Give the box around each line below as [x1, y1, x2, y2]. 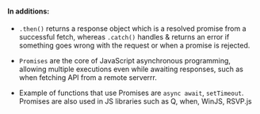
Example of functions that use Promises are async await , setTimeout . [18, 88, 244, 98]
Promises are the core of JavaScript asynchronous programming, [18, 56, 231, 66]
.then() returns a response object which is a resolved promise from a [18, 24, 247, 33]
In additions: [7, 6, 50, 16]
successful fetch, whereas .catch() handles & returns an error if [18, 32, 230, 42]
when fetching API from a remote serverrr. [18, 73, 158, 82]
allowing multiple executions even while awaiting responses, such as [18, 64, 243, 74]
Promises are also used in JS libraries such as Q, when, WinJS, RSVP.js [18, 97, 252, 106]
